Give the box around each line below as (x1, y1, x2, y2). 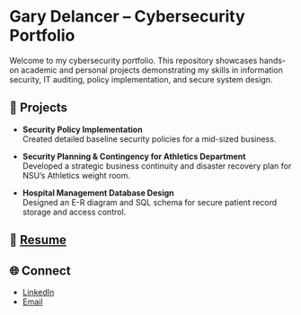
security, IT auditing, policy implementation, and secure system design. (9, 74, 273, 84)
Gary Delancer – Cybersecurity (9, 6, 245, 27)
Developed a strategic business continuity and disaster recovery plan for (22, 160, 292, 171)
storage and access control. (22, 206, 127, 217)
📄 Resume (9, 232, 67, 248)
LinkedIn (22, 286, 55, 297)
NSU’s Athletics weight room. (22, 170, 131, 180)
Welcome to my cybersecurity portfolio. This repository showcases (9, 55, 258, 66)
